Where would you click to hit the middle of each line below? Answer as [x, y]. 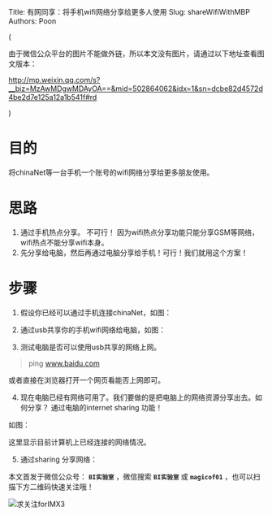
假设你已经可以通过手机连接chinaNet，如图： [96, 312]
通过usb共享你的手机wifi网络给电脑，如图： [93, 330]
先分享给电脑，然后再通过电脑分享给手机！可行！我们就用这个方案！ [134, 252]
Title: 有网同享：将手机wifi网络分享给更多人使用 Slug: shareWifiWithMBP [129, 12]
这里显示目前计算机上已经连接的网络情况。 [80, 442]
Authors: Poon [32, 21]
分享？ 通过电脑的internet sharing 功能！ [95, 407]
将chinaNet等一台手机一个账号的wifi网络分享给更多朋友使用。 [111, 172]
